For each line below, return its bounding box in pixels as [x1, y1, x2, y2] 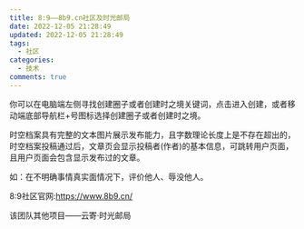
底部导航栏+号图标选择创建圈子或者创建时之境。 [25, 110, 206, 121]
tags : [9, 38, 30, 48]
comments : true [9, 73, 67, 82]
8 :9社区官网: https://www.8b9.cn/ [9, 190, 133, 201]
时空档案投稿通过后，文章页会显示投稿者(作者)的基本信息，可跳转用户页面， [9, 140, 294, 151]
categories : [9, 55, 54, 65]
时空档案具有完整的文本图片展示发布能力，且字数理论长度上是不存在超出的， [9, 129, 296, 140]
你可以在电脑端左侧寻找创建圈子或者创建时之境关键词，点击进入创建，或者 [9, 98, 288, 109]
